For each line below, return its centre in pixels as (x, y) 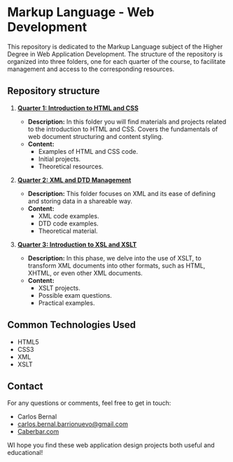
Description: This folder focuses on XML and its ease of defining (121, 193)
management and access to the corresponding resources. (91, 69)
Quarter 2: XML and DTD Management (74, 180)
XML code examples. (69, 216)
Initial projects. (59, 159)
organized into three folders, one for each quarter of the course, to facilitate (116, 61)
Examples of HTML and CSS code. (88, 151)
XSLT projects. (59, 288)
